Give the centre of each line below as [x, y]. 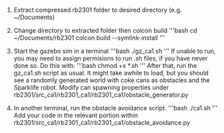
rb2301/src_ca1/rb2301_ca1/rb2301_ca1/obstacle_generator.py [101, 95]
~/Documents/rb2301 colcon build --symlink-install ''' [89, 38]
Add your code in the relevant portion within [76, 115]
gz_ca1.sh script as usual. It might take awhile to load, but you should [111, 73]
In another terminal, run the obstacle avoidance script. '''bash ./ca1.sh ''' [115, 108]
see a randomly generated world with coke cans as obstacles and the [112, 80]
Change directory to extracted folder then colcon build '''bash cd [105, 31]
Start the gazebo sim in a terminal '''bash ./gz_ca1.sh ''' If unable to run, [114, 51]
